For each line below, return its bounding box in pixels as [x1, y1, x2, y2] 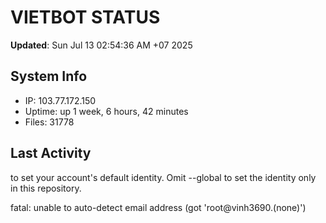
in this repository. [10, 182, 82, 194]
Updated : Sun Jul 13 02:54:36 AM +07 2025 [10, 39, 193, 51]
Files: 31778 [24, 116, 75, 128]
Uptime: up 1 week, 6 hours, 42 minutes [24, 105, 189, 117]
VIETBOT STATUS [10, 6, 161, 29]
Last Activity [10, 145, 92, 162]
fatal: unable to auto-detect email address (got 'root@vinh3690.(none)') [10, 201, 307, 213]
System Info [10, 68, 88, 85]
